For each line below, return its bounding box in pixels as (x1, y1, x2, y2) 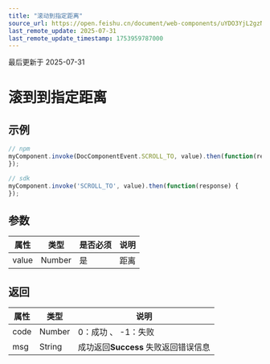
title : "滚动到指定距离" (8, 11, 83, 20)
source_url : (8, 19, 48, 27)
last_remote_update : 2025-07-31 (8, 27, 117, 35)
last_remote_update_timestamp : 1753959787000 (8, 34, 163, 43)
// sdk (8, 174, 31, 182)
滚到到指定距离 (8, 89, 108, 107)
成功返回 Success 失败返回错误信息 (77, 341, 211, 353)
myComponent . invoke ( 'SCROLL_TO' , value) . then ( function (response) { (8, 182, 239, 190)
